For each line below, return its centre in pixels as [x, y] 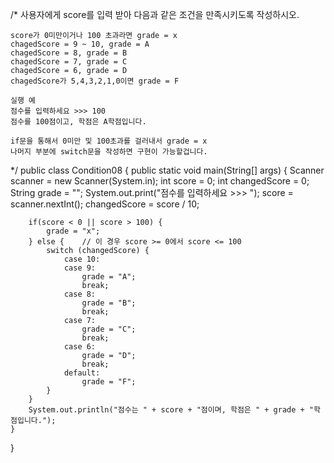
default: [82, 373]
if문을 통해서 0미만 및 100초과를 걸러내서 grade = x [109, 141]
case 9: [80, 268]
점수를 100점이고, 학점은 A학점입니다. [78, 122]
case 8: [80, 294]
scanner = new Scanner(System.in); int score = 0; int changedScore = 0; [160, 181]
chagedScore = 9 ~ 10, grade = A [80, 44]
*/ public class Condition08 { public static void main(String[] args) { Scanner [167, 170]
